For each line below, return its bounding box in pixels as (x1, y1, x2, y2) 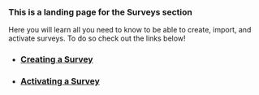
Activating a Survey (19, 76, 100, 87)
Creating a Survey (19, 54, 93, 65)
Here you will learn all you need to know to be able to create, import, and (8, 25, 252, 35)
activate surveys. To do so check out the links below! (8, 33, 186, 43)
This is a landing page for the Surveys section (8, 6, 192, 18)
